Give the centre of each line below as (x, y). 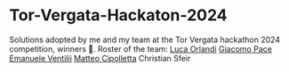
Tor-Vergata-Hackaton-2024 (119, 15)
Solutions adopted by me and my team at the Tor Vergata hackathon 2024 (145, 40)
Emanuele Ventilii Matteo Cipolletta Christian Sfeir (100, 58)
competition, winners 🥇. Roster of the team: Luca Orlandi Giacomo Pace (141, 48)
